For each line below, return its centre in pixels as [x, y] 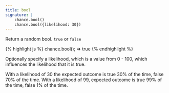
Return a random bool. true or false [43, 39]
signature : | [19, 15]
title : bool [18, 10]
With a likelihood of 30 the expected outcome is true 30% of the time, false [84, 75]
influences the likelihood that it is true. [46, 64]
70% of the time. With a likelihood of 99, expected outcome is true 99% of [84, 80]
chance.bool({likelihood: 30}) [48, 24]
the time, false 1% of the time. [37, 85]
